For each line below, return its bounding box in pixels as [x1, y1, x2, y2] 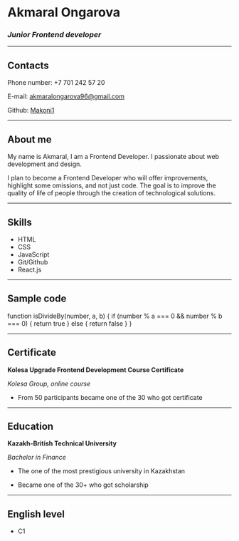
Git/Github [17, 257, 48, 266]
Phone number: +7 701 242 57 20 [7, 78, 105, 87]
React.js [17, 265, 42, 274]
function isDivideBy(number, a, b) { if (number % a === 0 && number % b [7, 311, 223, 320]
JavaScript [17, 250, 50, 259]
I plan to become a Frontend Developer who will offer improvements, [7, 174, 208, 182]
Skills [7, 216, 32, 228]
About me [7, 133, 52, 145]
